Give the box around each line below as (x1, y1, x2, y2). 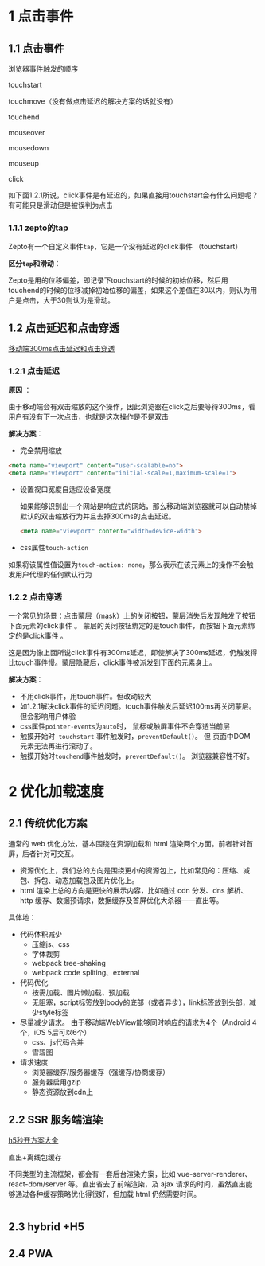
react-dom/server (8, 1179, 67, 1189)
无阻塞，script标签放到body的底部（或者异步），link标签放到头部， (31, 998, 250, 1007)
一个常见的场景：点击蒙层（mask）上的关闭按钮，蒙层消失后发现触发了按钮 (8, 611, 256, 621)
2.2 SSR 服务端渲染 (8, 1112, 103, 1127)
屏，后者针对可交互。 (8, 849, 78, 858)
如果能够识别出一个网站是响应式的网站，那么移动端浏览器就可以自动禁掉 (19, 502, 257, 511)
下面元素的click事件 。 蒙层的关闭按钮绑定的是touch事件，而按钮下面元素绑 (8, 621, 255, 631)
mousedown (8, 143, 49, 152)
